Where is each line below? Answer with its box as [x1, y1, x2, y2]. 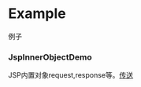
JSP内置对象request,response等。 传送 [8, 71, 134, 80]
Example [8, 5, 66, 23]
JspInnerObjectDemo [8, 52, 92, 63]
